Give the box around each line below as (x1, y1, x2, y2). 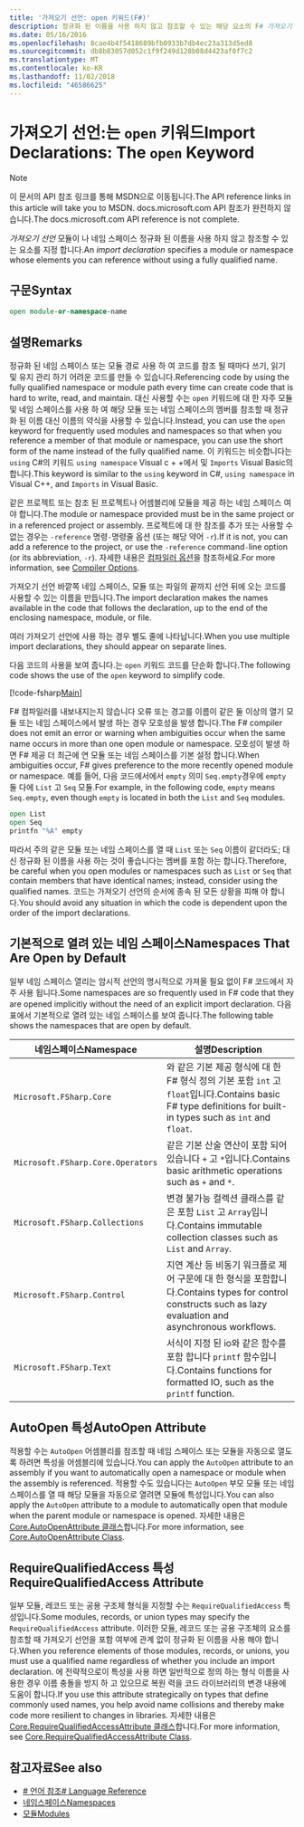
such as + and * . (166, 1175, 235, 1188)
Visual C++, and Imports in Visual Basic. (9, 479, 158, 490)
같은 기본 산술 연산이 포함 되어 (166, 1138, 288, 1151)
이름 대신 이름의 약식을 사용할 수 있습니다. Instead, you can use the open (28, 416, 286, 426)
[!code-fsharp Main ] (9, 687, 83, 698)
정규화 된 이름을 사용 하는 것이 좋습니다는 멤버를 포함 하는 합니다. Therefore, (18, 855, 287, 866)
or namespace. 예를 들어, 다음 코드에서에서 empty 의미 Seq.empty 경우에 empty (9, 770, 287, 781)
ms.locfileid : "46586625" (9, 81, 107, 90)
